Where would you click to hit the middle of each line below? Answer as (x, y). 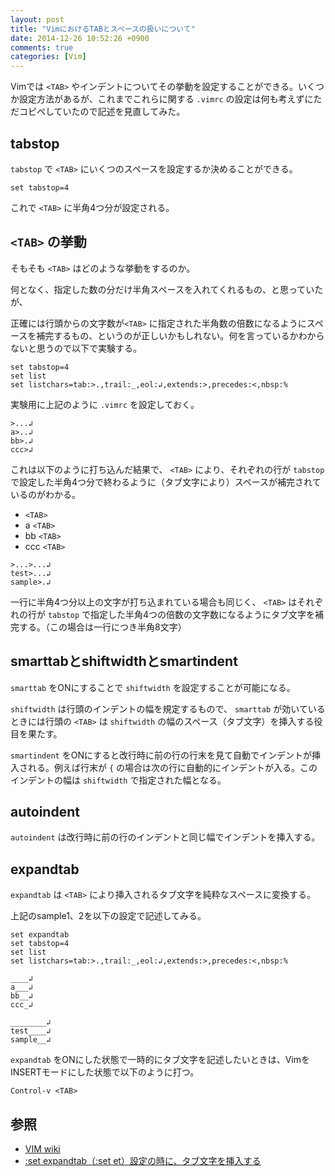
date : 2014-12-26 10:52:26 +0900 (80, 38)
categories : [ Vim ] (48, 57)
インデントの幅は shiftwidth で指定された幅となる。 (118, 780)
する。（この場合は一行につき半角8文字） (102, 627)
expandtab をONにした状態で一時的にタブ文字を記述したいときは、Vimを (160, 1060)
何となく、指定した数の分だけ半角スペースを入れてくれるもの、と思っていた (167, 289)
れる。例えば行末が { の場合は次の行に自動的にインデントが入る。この (172, 767)
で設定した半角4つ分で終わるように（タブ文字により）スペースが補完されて (166, 482)
